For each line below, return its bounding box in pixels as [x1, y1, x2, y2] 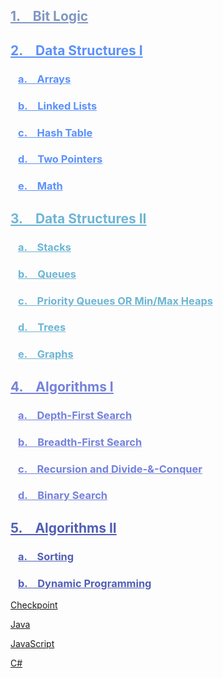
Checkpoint [10, 599, 58, 611]
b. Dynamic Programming [18, 576, 152, 590]
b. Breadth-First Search [18, 435, 143, 449]
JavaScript [10, 638, 55, 650]
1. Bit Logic [10, 8, 89, 25]
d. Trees [18, 320, 67, 334]
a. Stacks [18, 240, 72, 254]
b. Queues [18, 267, 77, 281]
